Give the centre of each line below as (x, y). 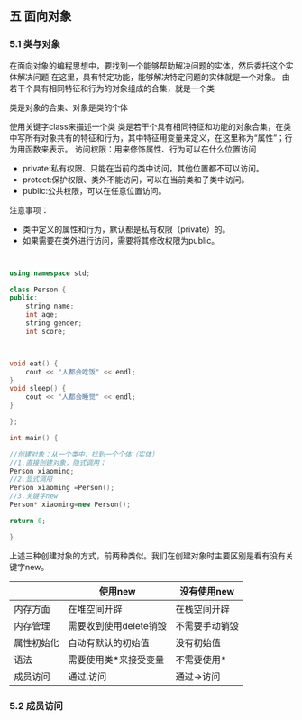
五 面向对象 (41, 16)
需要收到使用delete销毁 (117, 625)
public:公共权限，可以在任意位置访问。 (94, 190)
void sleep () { (38, 389)
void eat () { (34, 364)
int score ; (46, 331)
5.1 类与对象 (35, 44)
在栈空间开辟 (202, 609)
